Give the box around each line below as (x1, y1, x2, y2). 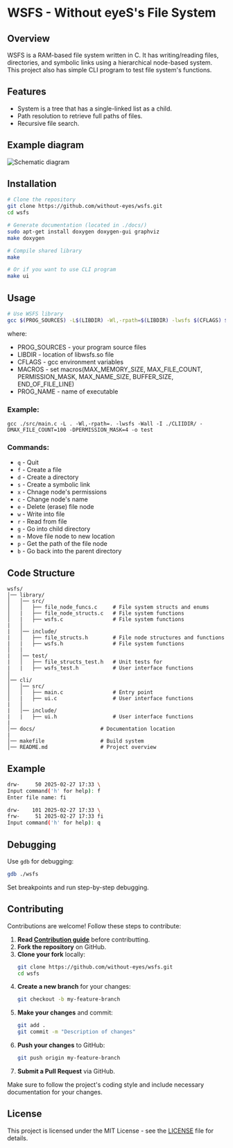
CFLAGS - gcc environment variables (17, 357, 123, 366)
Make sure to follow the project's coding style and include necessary (7, 1080, 205, 1089)
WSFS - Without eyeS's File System (7, 5, 216, 21)
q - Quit (17, 458, 40, 467)
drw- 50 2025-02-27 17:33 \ (7, 781, 101, 788)
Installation (7, 178, 57, 190)
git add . (17, 1022, 46, 1029)
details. (7, 1133, 28, 1142)
